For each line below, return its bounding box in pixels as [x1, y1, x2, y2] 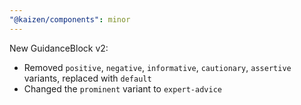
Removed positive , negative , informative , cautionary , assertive [23, 61, 292, 73]
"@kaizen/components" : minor [9, 14, 131, 25]
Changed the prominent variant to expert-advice [23, 82, 222, 95]
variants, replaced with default [23, 72, 152, 84]
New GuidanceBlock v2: [9, 42, 109, 54]
